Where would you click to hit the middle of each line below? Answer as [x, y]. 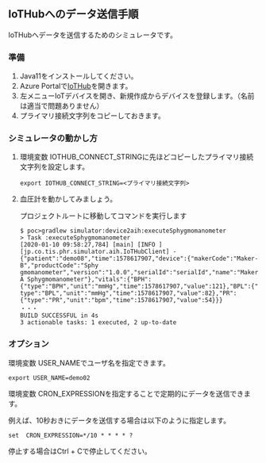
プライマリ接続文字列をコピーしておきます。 [92, 116]
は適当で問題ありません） [62, 106]
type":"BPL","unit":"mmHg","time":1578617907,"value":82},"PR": [128, 293]
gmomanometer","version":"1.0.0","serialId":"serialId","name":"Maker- [141, 273]
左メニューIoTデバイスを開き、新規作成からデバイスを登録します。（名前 [137, 96]
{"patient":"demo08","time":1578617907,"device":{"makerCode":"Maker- [139, 259]
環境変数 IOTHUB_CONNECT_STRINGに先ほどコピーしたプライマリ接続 [137, 157]
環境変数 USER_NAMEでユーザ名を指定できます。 [89, 362]
